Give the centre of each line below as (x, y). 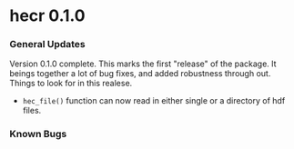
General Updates (48, 45)
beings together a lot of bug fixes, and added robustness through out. (140, 74)
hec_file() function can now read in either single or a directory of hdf (154, 101)
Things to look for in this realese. (71, 84)
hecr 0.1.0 (47, 16)
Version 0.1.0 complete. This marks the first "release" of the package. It (143, 64)
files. (32, 111)
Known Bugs (38, 134)
